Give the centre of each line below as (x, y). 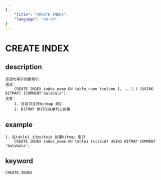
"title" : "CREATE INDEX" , (41, 14)
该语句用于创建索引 (22, 79)
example (19, 125)
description (24, 67)
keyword (19, 161)
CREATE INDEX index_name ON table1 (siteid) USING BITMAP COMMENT (85, 141)
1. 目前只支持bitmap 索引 (39, 104)
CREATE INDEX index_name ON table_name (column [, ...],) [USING (84, 89)
